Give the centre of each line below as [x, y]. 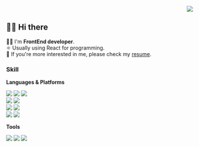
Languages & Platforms [36, 82]
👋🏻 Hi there [27, 27]
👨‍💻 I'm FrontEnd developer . [41, 41]
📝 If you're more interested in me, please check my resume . [79, 54]
